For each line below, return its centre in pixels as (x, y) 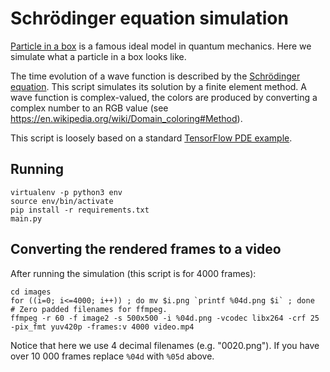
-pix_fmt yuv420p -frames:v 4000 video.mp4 (102, 327)
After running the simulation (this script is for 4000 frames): (133, 273)
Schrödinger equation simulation (149, 18)
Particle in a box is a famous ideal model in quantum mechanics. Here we (161, 46)
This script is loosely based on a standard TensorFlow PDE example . (151, 138)
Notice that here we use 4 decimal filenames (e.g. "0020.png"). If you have (165, 345)
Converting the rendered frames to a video (146, 249)
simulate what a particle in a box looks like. (98, 56)
